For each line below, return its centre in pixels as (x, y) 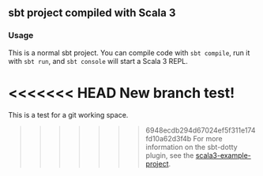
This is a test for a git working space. (68, 114)
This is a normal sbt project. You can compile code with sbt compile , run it (129, 52)
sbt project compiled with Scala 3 (92, 13)
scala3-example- (223, 155)
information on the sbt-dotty (192, 147)
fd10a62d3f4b (169, 138)
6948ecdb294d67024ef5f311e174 (201, 130)
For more (208, 138)
